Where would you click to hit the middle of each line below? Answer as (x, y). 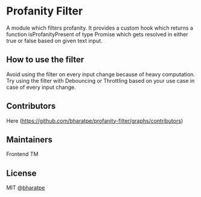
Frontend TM (22, 154)
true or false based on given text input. (54, 40)
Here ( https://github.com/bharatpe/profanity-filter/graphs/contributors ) (95, 121)
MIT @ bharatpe (26, 188)
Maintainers (30, 139)
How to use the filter (45, 60)
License (21, 173)
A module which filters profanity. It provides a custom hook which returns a (100, 28)
